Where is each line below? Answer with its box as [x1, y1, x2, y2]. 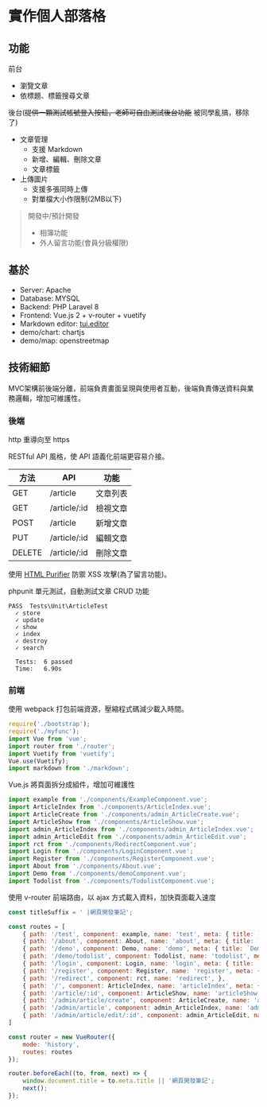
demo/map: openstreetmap [19, 336, 110, 345]
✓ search [15, 643, 44, 652]
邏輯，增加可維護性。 [14, 393, 85, 402]
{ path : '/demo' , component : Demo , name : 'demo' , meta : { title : [22, 945, 244, 953]
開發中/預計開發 [27, 212, 79, 220]
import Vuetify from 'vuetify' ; [8, 749, 115, 758]
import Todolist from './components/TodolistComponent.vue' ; [8, 876, 215, 885]
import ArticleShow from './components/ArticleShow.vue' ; [8, 818, 204, 825]
